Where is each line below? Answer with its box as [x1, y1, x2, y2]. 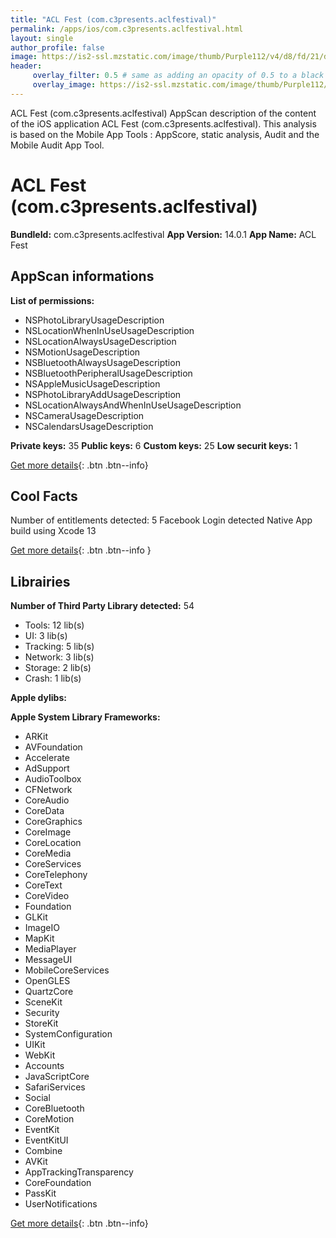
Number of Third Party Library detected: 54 [10, 600, 195, 612]
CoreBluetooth [24, 1102, 85, 1115]
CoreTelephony [24, 869, 88, 881]
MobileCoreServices [24, 964, 110, 976]
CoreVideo [24, 890, 70, 902]
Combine [24, 1145, 63, 1157]
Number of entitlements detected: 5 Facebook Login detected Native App [10, 514, 313, 526]
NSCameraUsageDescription [24, 409, 145, 421]
